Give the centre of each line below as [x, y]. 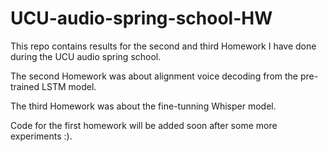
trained [25, 86]
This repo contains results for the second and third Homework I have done [163, 46]
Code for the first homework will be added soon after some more [144, 125]
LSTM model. [69, 86]
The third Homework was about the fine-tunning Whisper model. [143, 106]
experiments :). [41, 136]
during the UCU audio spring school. [86, 56]
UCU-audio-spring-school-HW [141, 18]
